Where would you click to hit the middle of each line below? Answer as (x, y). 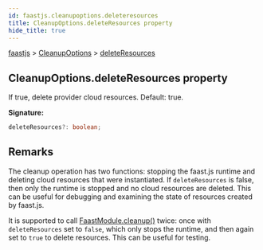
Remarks (31, 152)
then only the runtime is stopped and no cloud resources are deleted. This (130, 188)
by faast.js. (26, 205)
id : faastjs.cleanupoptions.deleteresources (83, 16)
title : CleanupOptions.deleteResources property (90, 23)
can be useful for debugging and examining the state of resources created (130, 197)
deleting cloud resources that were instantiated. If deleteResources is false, (131, 179)
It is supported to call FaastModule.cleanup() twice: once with (110, 221)
